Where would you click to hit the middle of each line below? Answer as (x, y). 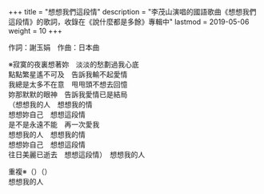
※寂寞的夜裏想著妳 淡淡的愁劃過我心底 (74, 64)
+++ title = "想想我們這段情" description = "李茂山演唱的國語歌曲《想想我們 (132, 12)
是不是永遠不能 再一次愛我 (54, 124)
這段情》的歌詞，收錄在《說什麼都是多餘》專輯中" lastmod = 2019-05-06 (129, 22)
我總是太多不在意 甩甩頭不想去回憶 (68, 84)
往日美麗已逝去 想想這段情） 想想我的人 (77, 154)
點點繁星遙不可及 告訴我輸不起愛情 (68, 74)
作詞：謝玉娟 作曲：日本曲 (54, 47)
